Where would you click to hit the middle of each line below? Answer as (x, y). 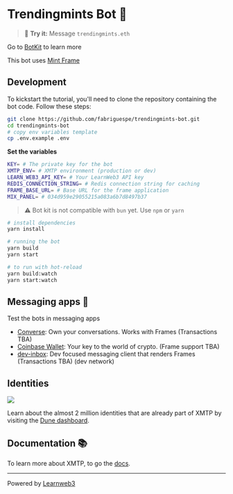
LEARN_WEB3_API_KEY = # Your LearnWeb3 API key (76, 177)
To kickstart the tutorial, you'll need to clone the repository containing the (112, 99)
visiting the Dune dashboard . (49, 420)
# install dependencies (42, 223)
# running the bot (34, 242)
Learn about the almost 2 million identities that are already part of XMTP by (114, 413)
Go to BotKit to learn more (44, 47)
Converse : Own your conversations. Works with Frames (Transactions (117, 332)
